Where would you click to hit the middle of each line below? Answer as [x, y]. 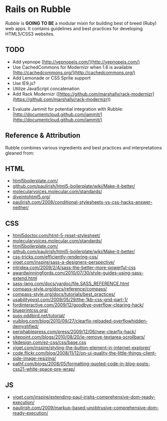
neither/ [21, 208]
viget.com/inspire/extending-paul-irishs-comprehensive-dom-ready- [84, 397]
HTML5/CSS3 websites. [30, 34]
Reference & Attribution [43, 136]
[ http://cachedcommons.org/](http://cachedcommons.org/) [74, 72]
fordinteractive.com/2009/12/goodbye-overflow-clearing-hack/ [78, 305]
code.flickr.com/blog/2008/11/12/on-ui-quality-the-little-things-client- [84, 353]
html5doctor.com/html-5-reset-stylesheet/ [56, 235]
